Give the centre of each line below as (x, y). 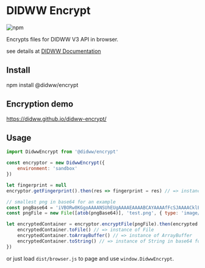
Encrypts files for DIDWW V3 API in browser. (63, 39)
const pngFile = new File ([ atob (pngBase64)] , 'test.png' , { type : (92, 213)
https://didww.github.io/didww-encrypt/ (56, 119)
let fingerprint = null (37, 185)
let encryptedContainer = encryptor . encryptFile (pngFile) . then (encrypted (102, 224)
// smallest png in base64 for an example (61, 202)
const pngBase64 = (30, 208)
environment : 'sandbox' (48, 169)
